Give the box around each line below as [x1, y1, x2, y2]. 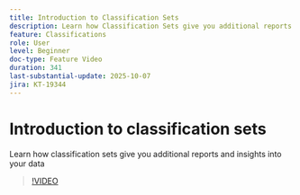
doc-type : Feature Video [9, 55, 103, 64]
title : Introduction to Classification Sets [9, 13, 179, 22]
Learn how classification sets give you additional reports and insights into [9, 148, 282, 159]
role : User [9, 38, 50, 48]
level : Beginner [9, 47, 70, 56]
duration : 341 [9, 64, 63, 73]
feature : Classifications [9, 30, 106, 39]
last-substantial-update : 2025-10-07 [9, 72, 151, 81]
